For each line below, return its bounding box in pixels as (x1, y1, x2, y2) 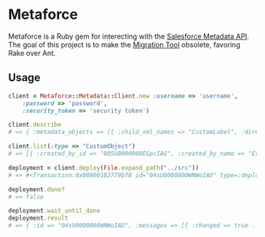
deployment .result (8, 214, 69, 222)
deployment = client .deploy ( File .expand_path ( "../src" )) (8, 164, 200, 172)
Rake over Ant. (8, 48, 56, 57)
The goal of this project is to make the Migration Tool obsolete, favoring (8, 39, 241, 49)
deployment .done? (8, 185, 65, 194)
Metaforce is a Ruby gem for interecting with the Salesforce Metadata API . (8, 31, 250, 41)
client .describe (8, 120, 62, 129)
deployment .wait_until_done (8, 207, 101, 215)
